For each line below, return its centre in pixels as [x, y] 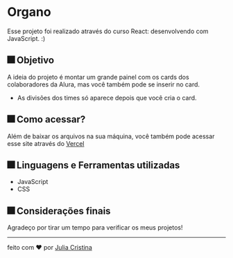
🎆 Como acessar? [46, 119]
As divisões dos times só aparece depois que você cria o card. [107, 98]
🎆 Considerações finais [59, 211]
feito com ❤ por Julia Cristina [50, 248]
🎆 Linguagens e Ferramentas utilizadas [94, 165]
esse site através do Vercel [46, 143]
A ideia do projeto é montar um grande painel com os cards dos [98, 77]
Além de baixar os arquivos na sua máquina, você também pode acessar [111, 136]
